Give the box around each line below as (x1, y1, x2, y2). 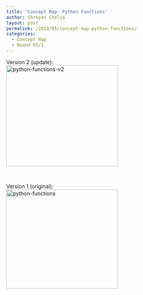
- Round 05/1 (11, 42, 44, 48)
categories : (6, 31, 36, 37)
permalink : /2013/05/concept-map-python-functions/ (6, 25, 137, 32)
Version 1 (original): (6, 183, 54, 190)
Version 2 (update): (6, 58, 54, 66)
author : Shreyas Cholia (6, 14, 66, 20)
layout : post (6, 20, 39, 26)
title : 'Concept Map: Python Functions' (6, 8, 108, 15)
